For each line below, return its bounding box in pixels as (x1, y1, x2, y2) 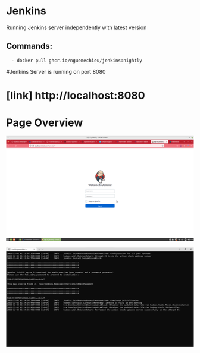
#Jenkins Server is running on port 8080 (6, 68, 106, 75)
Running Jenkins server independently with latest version (6, 24, 147, 31)
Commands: (6, 41, 53, 51)
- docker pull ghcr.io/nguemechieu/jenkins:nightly (11, 58, 143, 64)
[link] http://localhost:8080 (6, 89, 145, 102)
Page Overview (6, 116, 83, 130)
